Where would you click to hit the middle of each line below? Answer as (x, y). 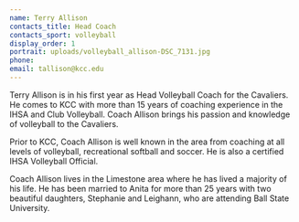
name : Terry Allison (49, 18)
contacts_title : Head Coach (63, 26)
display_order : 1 (43, 43)
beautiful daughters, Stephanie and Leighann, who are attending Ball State (149, 198)
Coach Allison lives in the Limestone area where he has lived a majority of (149, 178)
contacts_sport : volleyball (63, 35)
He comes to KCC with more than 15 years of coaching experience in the (146, 104)
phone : (22, 60)
